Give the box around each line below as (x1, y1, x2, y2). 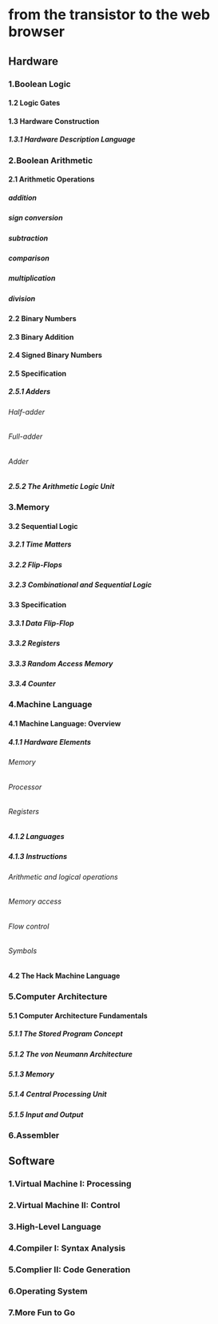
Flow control (8, 921, 50, 931)
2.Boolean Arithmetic (8, 154, 93, 165)
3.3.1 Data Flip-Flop (8, 618, 74, 628)
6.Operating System (8, 1285, 88, 1296)
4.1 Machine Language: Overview (8, 719, 121, 729)
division (8, 293, 36, 303)
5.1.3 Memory (8, 1069, 54, 1079)
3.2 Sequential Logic (8, 521, 78, 531)
